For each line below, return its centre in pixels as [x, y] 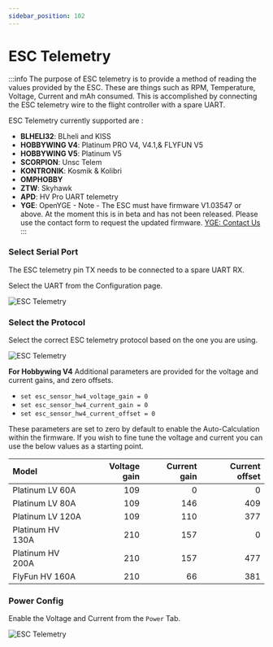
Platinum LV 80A [44, 503]
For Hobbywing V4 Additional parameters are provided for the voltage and [133, 371]
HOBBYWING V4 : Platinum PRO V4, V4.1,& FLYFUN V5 [112, 145]
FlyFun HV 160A [44, 576]
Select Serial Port [43, 252]
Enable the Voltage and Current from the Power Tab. [95, 619]
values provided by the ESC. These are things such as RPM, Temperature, [132, 87]
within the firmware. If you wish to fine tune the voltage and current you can [136, 438]
